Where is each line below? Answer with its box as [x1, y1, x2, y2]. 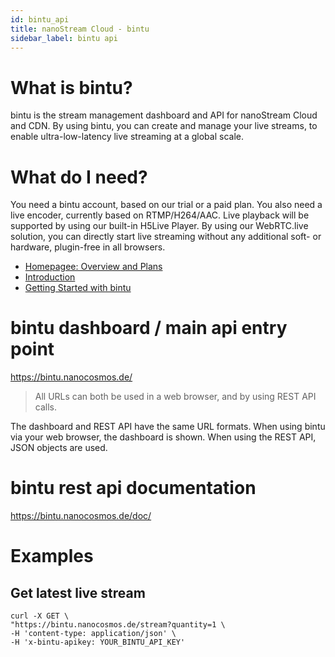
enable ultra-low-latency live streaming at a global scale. [10, 131, 244, 143]
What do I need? [10, 166, 148, 188]
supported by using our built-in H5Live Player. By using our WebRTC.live [10, 220, 309, 232]
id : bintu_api [10, 14, 70, 25]
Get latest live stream [10, 584, 146, 601]
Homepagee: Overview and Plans [24, 261, 163, 273]
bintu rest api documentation [10, 477, 257, 500]
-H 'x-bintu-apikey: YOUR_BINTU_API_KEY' [10, 637, 186, 648]
